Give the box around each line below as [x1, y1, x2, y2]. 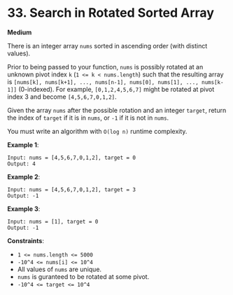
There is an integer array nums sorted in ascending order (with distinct [7, 41, 208, 50]
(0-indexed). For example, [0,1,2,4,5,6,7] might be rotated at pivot [18, 85, 215, 93]
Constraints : [7, 236, 44, 245]
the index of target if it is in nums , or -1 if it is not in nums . [7, 114, 169, 122]
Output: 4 [7, 160, 36, 167]
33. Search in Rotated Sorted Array [7, 5, 215, 21]
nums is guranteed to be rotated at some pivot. [17, 272, 150, 281]
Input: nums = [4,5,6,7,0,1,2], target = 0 [7, 154, 136, 161]
